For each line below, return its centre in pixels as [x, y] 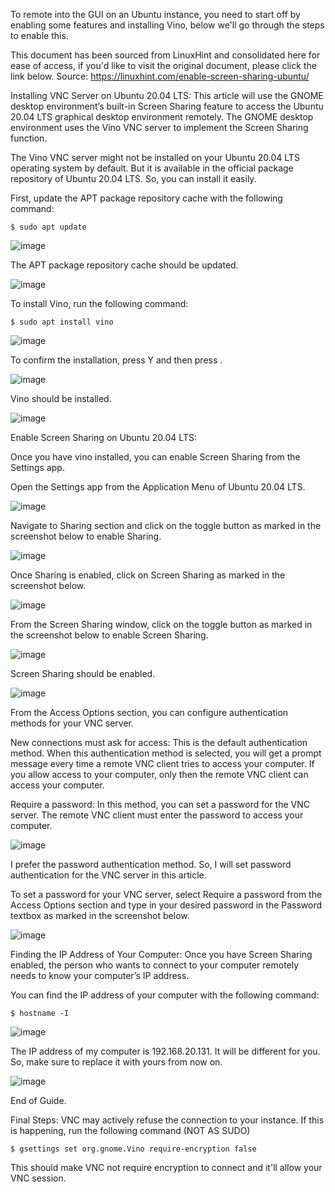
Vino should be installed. [61, 398]
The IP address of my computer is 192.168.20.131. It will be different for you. [165, 1051]
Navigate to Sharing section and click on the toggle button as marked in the [166, 525]
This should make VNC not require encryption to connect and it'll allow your [166, 1167]
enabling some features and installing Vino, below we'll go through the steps [167, 25]
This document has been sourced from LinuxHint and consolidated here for [165, 55]
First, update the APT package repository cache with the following [146, 198]
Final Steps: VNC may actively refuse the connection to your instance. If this [167, 1120]
